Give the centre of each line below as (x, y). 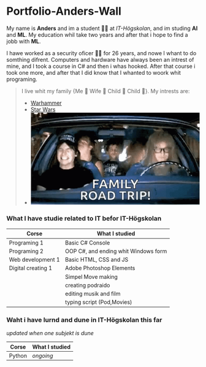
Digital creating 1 (30, 268)
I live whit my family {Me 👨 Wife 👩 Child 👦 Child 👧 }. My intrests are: (105, 91)
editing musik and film (93, 294)
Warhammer (46, 103)
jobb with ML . (24, 41)
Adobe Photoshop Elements (100, 268)
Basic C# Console (88, 243)
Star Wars (43, 109)
